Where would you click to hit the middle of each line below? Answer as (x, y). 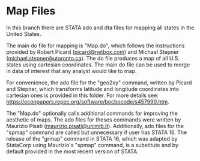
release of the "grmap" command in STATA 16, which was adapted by (92, 138)
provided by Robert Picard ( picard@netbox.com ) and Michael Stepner (92, 51)
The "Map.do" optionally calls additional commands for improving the (92, 113)
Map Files (31, 11)
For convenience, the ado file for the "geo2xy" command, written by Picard (99, 83)
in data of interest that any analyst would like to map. (71, 71)
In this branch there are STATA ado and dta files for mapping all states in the (100, 28)
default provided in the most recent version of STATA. (73, 151)
